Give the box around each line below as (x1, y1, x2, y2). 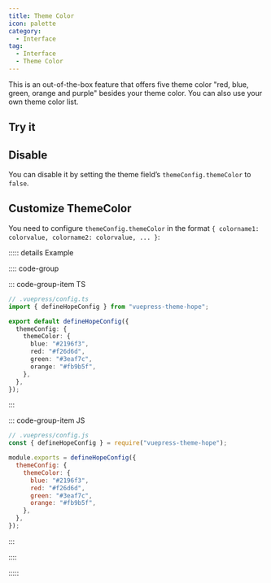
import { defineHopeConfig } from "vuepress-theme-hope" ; (8, 302, 209, 311)
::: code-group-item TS (8, 279, 86, 289)
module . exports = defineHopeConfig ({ (8, 454, 137, 462)
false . (8, 178, 29, 188)
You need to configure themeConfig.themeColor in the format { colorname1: (8, 223, 260, 233)
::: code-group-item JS (8, 415, 85, 425)
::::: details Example (8, 247, 74, 257)
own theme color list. (8, 97, 79, 107)
